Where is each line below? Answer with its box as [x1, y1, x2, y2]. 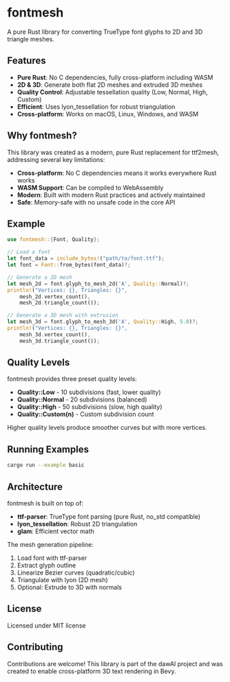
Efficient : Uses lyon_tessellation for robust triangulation [17, 102, 176, 111]
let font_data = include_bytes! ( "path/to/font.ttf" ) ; [7, 255, 165, 262]
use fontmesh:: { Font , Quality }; [7, 236, 100, 243]
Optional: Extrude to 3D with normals [17, 583, 123, 591]
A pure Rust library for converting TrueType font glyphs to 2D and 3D [7, 28, 203, 36]
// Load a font [7, 249, 51, 256]
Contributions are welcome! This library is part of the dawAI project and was [7, 659, 223, 668]
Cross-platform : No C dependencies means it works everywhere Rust [17, 169, 217, 177]
